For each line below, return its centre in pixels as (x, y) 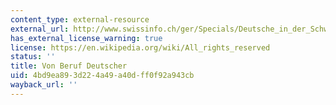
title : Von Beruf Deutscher (69, 66)
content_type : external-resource (80, 19)
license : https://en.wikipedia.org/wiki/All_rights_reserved (140, 47)
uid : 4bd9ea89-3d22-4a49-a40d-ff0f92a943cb (102, 76)
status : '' (33, 57)
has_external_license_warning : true (86, 38)
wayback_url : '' (44, 85)
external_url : (40, 29)
